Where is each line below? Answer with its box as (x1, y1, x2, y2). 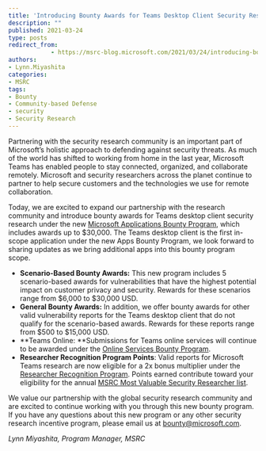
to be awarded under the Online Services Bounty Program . (19, 344, 211, 354)
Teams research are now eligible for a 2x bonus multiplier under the (19, 361, 241, 370)
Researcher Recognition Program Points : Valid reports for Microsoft (19, 352, 244, 361)
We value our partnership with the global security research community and (8, 393, 253, 403)
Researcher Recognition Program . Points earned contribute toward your (19, 369, 254, 379)
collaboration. (8, 187, 53, 197)
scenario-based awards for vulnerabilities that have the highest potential (19, 277, 257, 286)
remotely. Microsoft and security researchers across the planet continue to (8, 170, 253, 179)
